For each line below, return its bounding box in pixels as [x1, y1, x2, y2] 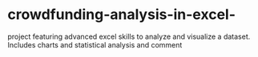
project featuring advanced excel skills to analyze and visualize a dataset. [7, 32, 251, 41]
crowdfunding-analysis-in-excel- [7, 6, 236, 24]
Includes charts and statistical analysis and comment [7, 40, 183, 49]
